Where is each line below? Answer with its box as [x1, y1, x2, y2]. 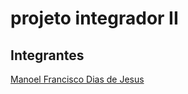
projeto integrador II [10, 7, 179, 30]
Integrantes [10, 47, 85, 64]
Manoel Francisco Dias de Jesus [10, 73, 145, 85]
